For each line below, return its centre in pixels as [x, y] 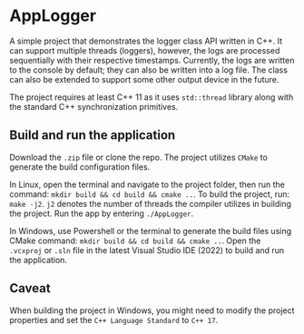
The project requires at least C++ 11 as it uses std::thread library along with [152, 97]
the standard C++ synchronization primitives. [94, 106]
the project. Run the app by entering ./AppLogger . [101, 213]
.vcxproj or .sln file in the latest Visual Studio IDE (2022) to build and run [147, 250]
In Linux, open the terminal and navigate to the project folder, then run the [147, 184]
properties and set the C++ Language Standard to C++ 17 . [114, 319]
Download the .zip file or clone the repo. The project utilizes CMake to [138, 157]
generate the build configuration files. [80, 167]
